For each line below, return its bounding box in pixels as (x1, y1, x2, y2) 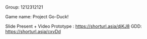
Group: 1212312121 (5, 4, 43, 10)
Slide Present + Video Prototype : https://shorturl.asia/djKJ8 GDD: (5, 23, 142, 29)
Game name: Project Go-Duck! (5, 14, 69, 19)
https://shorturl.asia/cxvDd (5, 29, 61, 34)
